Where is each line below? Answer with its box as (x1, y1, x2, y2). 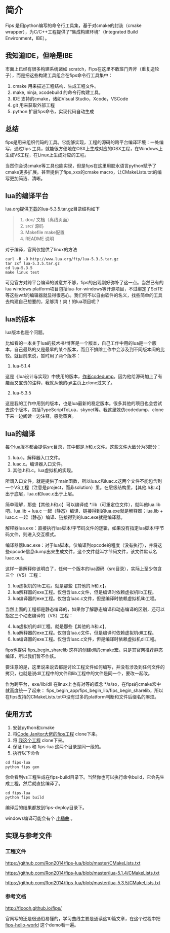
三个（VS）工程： (5, 572, 42, 578)
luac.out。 (5, 555, 27, 561)
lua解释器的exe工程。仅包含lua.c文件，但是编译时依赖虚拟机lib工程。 (12, 589, 157, 595)
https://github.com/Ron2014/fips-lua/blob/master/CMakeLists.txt (5, 860, 141, 866)
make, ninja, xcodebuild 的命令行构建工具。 (12, 89, 104, 95)
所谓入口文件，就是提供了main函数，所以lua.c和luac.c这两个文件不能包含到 (5, 478, 162, 484)
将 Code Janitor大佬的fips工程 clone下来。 (12, 730, 100, 737)
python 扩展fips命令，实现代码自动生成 (12, 108, 95, 114)
